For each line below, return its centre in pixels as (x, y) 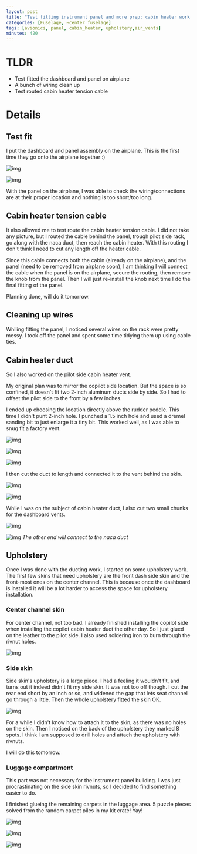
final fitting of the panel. (35, 285)
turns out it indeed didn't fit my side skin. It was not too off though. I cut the (97, 687)
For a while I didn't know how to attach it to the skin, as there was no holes (96, 722)
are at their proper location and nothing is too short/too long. (79, 197)
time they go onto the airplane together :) (56, 157)
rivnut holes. (21, 641)
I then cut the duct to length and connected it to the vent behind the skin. (94, 474)
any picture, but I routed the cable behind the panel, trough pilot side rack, (96, 236)
